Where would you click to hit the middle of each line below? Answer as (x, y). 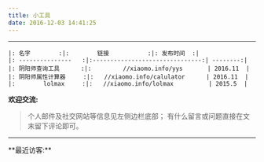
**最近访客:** (30, 149)
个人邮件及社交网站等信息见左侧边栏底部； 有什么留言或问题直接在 (135, 116)
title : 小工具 (29, 15)
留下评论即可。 (59, 126)
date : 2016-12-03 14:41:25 (52, 23)
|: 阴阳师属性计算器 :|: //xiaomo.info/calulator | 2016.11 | (128, 77)
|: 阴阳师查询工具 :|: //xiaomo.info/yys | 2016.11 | (129, 68)
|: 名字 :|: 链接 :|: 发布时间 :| (104, 53)
